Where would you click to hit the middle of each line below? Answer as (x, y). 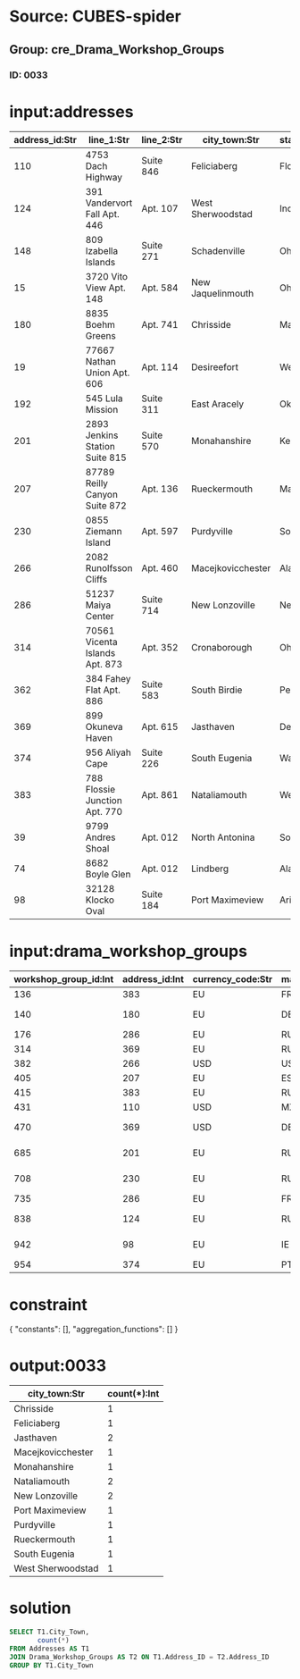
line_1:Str (109, 140)
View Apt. (106, 288)
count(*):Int (133, 1394)
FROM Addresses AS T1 (50, 1649)
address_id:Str (46, 140)
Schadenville (218, 251)
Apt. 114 (160, 367)
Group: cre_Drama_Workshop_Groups (117, 50)
